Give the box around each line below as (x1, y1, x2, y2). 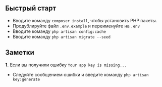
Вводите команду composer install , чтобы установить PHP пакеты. (12, 17, 157, 23)
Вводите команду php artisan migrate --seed (12, 33, 111, 39)
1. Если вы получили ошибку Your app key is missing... (5, 62, 127, 68)
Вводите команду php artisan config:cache (12, 28, 106, 34)
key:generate (12, 77, 40, 82)
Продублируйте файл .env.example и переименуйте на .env (12, 23, 140, 29)
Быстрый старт (5, 4, 57, 13)
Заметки (5, 48, 34, 57)
